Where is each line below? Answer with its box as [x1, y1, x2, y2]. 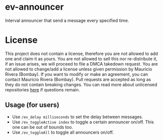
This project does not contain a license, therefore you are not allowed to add [5, 51, 158, 56]
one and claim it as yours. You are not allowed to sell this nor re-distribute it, [5, 55, 158, 62]
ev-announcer [5, 1, 64, 13]
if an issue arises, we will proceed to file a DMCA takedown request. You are [5, 61, 158, 67]
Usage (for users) [5, 101, 59, 109]
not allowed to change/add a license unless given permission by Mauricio [5, 66, 152, 72]
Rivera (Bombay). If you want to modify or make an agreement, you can [5, 71, 148, 77]
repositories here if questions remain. [5, 87, 80, 92]
